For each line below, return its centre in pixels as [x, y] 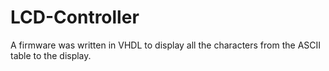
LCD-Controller [75, 17]
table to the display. [51, 55]
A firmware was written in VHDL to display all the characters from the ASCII [166, 45]
